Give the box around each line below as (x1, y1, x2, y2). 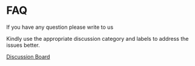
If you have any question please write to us (6, 23, 114, 31)
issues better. (6, 41, 41, 49)
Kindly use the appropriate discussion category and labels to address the (6, 35, 189, 42)
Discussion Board (6, 53, 50, 60)
